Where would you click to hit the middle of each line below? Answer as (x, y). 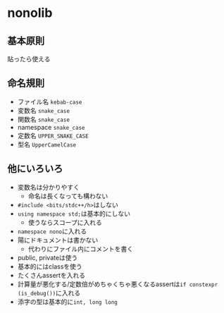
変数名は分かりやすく (48, 187)
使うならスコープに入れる (65, 222)
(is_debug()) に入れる (49, 293)
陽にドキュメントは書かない (58, 240)
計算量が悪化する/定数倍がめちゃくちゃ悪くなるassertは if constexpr (118, 284)
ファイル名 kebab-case (50, 102)
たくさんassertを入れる (51, 275)
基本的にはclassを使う (50, 266)
